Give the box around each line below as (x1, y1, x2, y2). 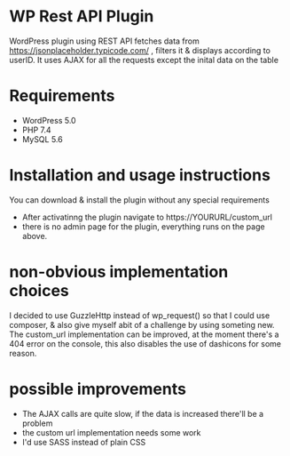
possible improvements (9, 379, 186, 399)
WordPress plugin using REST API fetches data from (9, 36, 200, 46)
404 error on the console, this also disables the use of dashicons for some (9, 338, 282, 348)
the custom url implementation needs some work (21, 427, 201, 437)
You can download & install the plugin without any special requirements (9, 194, 270, 205)
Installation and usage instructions (9, 165, 270, 186)
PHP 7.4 (21, 124, 51, 135)
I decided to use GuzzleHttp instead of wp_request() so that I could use (9, 309, 270, 321)
